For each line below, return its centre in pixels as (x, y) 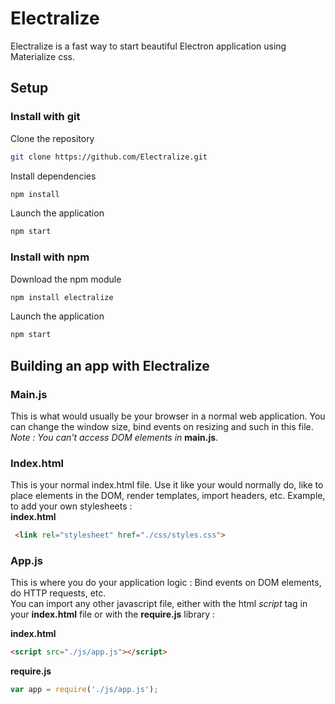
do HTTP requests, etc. (58, 593)
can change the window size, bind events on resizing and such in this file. (162, 426)
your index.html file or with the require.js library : (113, 614)
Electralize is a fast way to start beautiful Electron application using (148, 46)
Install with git (45, 117)
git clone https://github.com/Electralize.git (109, 157)
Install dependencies (53, 176)
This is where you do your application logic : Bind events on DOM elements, (166, 583)
